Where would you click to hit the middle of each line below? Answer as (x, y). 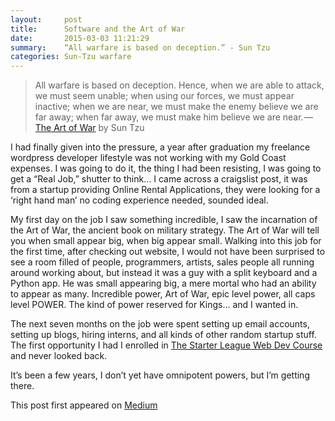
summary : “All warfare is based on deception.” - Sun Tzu (140, 47)
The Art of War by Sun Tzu (89, 128)
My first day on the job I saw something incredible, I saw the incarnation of (164, 220)
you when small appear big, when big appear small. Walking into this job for (166, 241)
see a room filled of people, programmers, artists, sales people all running (162, 262)
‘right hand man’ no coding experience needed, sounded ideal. (139, 200)
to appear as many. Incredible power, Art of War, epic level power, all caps (163, 294)
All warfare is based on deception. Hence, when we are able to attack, (179, 85)
